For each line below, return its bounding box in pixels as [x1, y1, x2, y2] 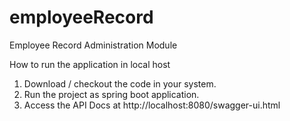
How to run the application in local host [9, 58, 171, 70]
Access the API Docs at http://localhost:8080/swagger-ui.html [23, 99, 281, 111]
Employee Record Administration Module [9, 39, 178, 51]
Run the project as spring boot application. [23, 88, 200, 100]
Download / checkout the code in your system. [23, 77, 217, 90]
